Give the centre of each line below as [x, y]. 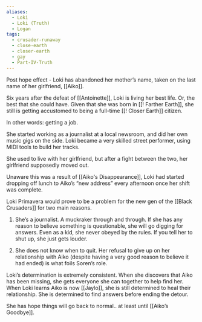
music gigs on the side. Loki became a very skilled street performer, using [98, 140]
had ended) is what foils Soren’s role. [61, 263]
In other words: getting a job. [42, 122]
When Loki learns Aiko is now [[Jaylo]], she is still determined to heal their [99, 288]
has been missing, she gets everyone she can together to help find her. [95, 281]
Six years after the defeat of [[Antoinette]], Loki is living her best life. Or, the [101, 98]
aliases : [17, 12]
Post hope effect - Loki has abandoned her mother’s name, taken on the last [101, 80]
